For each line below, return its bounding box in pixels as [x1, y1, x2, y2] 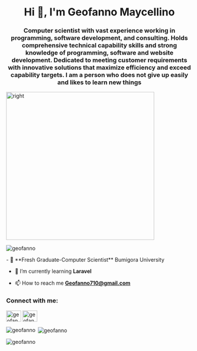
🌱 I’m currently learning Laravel [14, 268, 92, 275]
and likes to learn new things [57, 78, 142, 86]
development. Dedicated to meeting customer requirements [11, 56, 188, 65]
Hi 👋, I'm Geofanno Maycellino [24, 5, 175, 19]
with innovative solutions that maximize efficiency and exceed [8, 63, 191, 72]
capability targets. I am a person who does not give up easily [11, 71, 188, 79]
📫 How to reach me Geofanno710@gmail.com [14, 279, 131, 286]
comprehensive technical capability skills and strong [21, 41, 177, 50]
